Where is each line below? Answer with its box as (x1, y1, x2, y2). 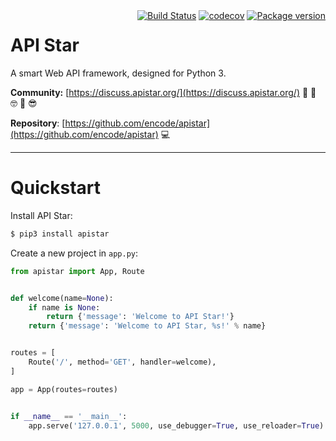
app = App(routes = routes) (10, 384, 118, 394)
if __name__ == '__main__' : (10, 411, 128, 421)
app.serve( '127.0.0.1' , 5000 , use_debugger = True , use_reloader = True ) (28, 420, 325, 431)
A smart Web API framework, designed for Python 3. (10, 67, 227, 79)
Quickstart (10, 177, 102, 199)
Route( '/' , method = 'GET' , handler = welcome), (28, 357, 217, 367)
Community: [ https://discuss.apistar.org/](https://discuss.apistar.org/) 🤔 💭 (10, 86, 317, 98)
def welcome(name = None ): (10, 293, 114, 303)
